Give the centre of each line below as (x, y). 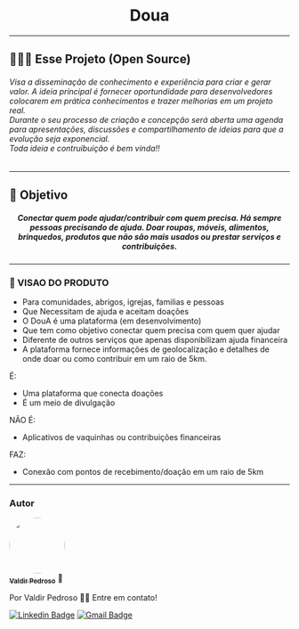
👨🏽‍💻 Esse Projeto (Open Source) (100, 59)
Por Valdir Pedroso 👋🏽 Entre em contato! (83, 598)
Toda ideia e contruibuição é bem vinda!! (85, 148)
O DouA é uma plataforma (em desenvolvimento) (112, 321)
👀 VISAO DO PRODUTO (59, 282)
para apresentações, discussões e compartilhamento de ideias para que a (146, 129)
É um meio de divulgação (69, 403)
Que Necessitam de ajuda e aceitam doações (105, 312)
